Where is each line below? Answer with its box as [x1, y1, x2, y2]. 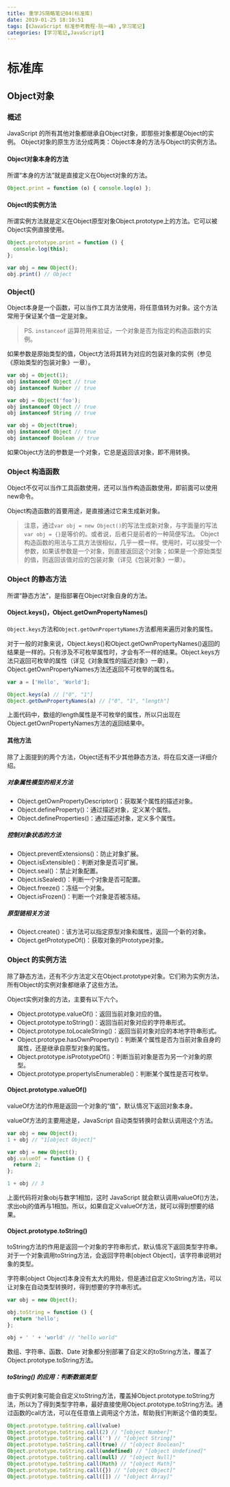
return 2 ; [13, 1162, 41, 1169]
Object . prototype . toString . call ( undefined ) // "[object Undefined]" [7, 1448, 207, 1455]
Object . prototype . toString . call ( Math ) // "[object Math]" [7, 1460, 176, 1467]
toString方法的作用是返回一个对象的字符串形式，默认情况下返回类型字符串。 [7, 1242, 222, 1251]
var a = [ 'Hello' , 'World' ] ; [7, 679, 90, 686]
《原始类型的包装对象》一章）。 [7, 358, 94, 366]
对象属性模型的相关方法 [7, 778, 73, 786]
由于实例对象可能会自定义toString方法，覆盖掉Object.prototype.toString [7, 1391, 209, 1399]
